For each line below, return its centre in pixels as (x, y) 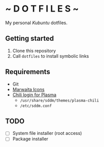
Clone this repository (34, 50)
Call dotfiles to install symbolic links (51, 56)
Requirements (28, 72)
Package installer (30, 139)
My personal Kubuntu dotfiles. (36, 23)
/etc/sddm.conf (36, 106)
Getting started (30, 39)
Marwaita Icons (28, 89)
